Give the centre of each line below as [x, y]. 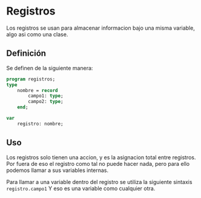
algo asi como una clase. [37, 34]
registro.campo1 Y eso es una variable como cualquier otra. [81, 188]
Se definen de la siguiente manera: [50, 68]
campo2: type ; [46, 102]
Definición [26, 54]
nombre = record [38, 90]
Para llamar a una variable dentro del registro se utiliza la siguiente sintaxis [99, 182]
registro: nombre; [40, 124]
